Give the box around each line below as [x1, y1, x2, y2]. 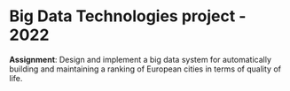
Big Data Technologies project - [9, 6, 247, 27]
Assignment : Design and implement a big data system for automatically [9, 54, 272, 64]
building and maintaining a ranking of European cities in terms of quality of [9, 64, 282, 74]
